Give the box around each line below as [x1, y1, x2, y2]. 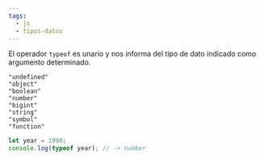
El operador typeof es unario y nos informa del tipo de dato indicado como [8, 49, 257, 59]
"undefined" [8, 74, 48, 82]
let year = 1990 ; [8, 137, 67, 145]
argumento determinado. [8, 57, 91, 67]
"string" [8, 108, 38, 117]
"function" [8, 123, 45, 131]
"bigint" [8, 102, 38, 110]
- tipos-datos [15, 27, 63, 35]
